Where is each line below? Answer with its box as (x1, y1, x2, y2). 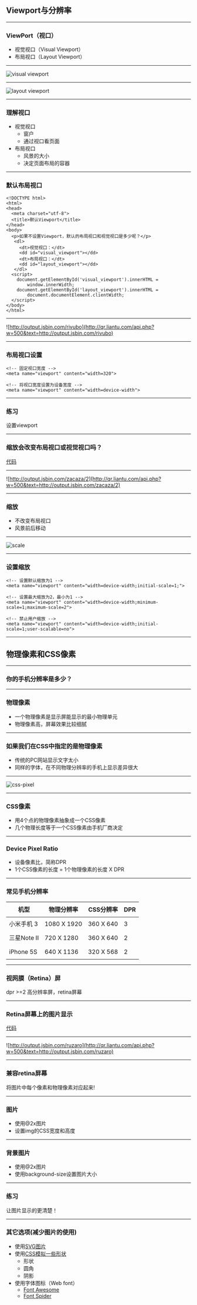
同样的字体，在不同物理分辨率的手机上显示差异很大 (14, 764, 138, 771)
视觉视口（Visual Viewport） (14, 46, 84, 53)
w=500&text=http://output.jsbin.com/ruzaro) (6, 1048, 114, 1055)
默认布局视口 (6, 181, 43, 190)
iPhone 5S (9, 947, 38, 956)
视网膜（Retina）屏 (6, 974, 61, 982)
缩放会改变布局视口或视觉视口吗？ (6, 443, 103, 452)
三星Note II (9, 933, 39, 941)
